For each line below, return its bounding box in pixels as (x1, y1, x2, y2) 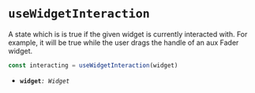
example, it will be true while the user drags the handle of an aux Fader (8, 38, 239, 47)
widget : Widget (19, 77, 70, 85)
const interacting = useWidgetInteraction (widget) (8, 61, 178, 69)
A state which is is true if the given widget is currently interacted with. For (8, 29, 248, 39)
